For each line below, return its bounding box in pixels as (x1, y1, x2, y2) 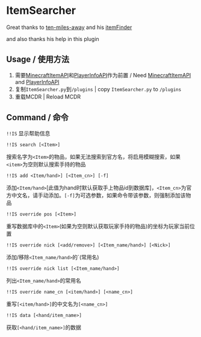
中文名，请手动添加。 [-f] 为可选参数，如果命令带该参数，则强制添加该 (11, 191, 186, 199)
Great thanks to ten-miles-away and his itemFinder (6, 24, 132, 31)
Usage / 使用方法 (6, 54, 70, 65)
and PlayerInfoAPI (14, 78, 60, 85)
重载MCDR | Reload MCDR (14, 93, 81, 100)
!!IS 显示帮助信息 (6, 129, 51, 136)
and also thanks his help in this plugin (6, 35, 99, 42)
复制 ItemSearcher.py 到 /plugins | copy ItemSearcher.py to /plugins (14, 85, 182, 92)
